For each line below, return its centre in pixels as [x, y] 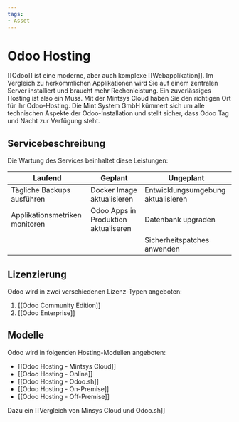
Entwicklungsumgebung [185, 190]
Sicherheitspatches [177, 240]
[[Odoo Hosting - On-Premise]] [63, 388]
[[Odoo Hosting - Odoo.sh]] [58, 381]
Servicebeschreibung [57, 143]
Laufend [47, 178]
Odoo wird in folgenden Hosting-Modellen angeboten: [86, 352]
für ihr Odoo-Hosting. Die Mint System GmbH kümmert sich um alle [106, 106]
